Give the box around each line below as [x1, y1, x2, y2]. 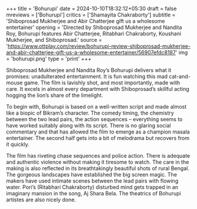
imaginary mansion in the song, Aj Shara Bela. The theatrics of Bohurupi [6, 190, 181, 197]
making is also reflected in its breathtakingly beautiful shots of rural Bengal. [6, 165, 190, 172]
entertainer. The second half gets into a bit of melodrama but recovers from [6, 135, 190, 141]
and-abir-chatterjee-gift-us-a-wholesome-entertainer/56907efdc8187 [6, 49, 176, 55]
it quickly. [6, 141, 29, 148]
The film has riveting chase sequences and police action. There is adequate [6, 152, 191, 159]
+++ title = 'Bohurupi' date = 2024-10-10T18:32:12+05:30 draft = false [6, 5, 177, 12]
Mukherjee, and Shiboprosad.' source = [6, 37, 102, 43]
